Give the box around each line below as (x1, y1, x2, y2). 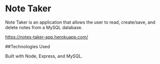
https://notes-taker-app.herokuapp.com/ (5, 34, 88, 40)
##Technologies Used (5, 43, 51, 49)
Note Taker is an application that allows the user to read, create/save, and (5, 19, 156, 25)
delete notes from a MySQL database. (5, 24, 83, 30)
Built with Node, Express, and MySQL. (5, 53, 83, 59)
